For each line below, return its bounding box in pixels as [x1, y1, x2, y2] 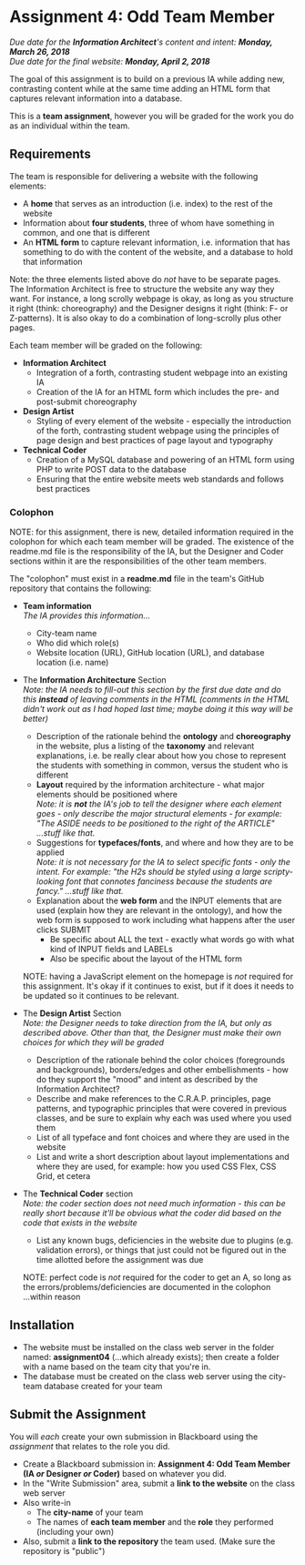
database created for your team [44, 1380, 163, 1391]
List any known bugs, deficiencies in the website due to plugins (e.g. [36, 1235, 294, 1246]
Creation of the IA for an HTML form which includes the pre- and [36, 386, 280, 397]
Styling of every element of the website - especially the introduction [36, 415, 291, 426]
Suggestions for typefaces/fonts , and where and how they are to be [36, 838, 294, 849]
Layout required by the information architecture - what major [36, 779, 266, 790]
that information [22, 256, 84, 267]
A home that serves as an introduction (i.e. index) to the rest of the [22, 198, 273, 208]
